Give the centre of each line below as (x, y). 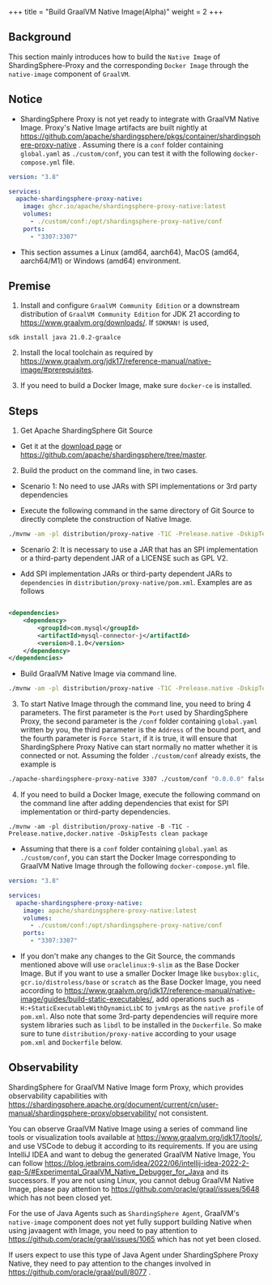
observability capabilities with (58, 1095)
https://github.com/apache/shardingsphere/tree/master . (114, 455)
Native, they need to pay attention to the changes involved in (110, 1263)
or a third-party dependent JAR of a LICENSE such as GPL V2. (124, 558)
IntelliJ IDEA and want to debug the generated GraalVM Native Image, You (132, 1155)
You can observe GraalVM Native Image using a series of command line (128, 1129)
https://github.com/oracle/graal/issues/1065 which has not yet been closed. (135, 1239)
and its (217, 1172)
